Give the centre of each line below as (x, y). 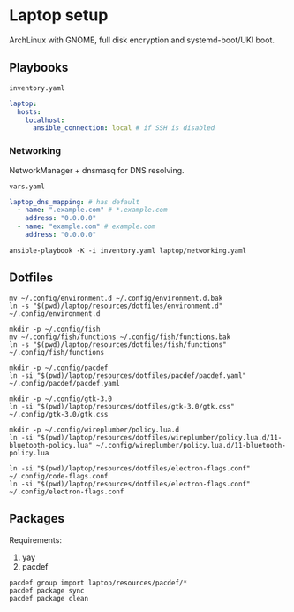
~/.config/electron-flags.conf (67, 492)
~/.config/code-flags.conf (59, 476)
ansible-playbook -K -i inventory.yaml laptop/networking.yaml (128, 250)
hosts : (29, 111)
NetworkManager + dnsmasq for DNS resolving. (97, 170)
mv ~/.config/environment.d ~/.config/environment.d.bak (116, 298)
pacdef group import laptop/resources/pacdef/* (98, 583)
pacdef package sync (47, 590)
